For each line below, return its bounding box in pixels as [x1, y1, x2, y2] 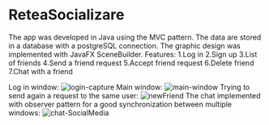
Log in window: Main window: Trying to [8, 82, 250, 92]
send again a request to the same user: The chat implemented [8, 90, 261, 100]
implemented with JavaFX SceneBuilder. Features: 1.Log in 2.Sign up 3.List [8, 49, 258, 59]
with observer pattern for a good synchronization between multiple [8, 99, 233, 109]
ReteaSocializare [8, 6, 125, 24]
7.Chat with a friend [8, 66, 73, 76]
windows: [8, 107, 41, 118]
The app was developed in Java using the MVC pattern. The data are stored [8, 32, 262, 42]
